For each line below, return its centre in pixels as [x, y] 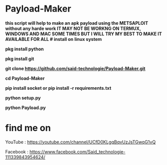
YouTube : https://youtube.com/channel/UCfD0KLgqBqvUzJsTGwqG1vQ [80, 142]
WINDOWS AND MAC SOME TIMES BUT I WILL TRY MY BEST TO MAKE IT [84, 34]
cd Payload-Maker [25, 78]
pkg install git [20, 59]
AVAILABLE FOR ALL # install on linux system [53, 39]
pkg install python [24, 49]
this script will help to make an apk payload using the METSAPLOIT [77, 23]
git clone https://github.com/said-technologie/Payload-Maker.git [75, 68]
